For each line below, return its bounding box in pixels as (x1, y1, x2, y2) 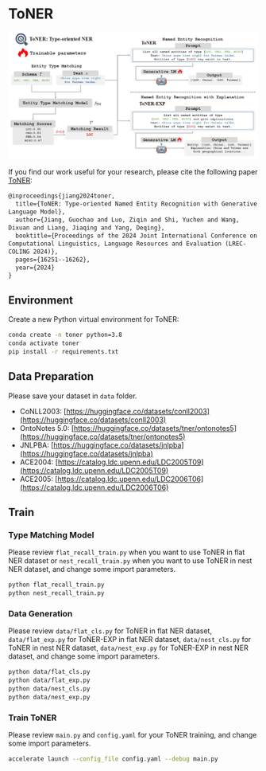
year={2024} (15, 264, 56, 272)
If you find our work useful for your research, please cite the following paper (8, 167, 258, 177)
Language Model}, (8, 208, 66, 216)
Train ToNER (8, 712, 57, 723)
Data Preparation (8, 370, 94, 383)
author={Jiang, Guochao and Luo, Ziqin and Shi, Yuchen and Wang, (15, 216, 240, 224)
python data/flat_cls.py (8, 668, 91, 676)
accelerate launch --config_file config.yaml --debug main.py (8, 755, 218, 763)
